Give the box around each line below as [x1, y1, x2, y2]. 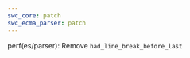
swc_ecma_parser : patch [7, 19, 87, 27]
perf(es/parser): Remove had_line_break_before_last [7, 41, 183, 50]
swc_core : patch [7, 11, 61, 20]
